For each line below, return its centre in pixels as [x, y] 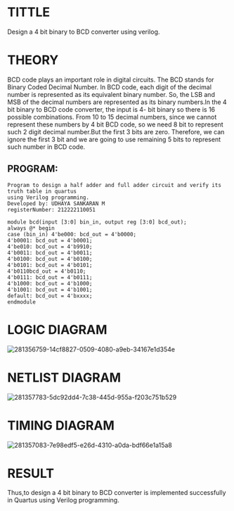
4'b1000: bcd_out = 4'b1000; [50, 283]
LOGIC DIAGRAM [57, 329]
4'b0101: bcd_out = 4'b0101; [50, 265]
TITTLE [29, 12]
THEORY [33, 60]
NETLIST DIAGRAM [64, 377]
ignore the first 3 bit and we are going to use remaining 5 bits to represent [114, 139]
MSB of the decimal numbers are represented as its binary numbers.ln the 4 [117, 102]
